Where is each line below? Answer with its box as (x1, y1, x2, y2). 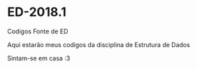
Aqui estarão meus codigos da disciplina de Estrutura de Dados (7, 40, 191, 49)
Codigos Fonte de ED (7, 27, 68, 35)
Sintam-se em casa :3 (7, 53, 71, 62)
